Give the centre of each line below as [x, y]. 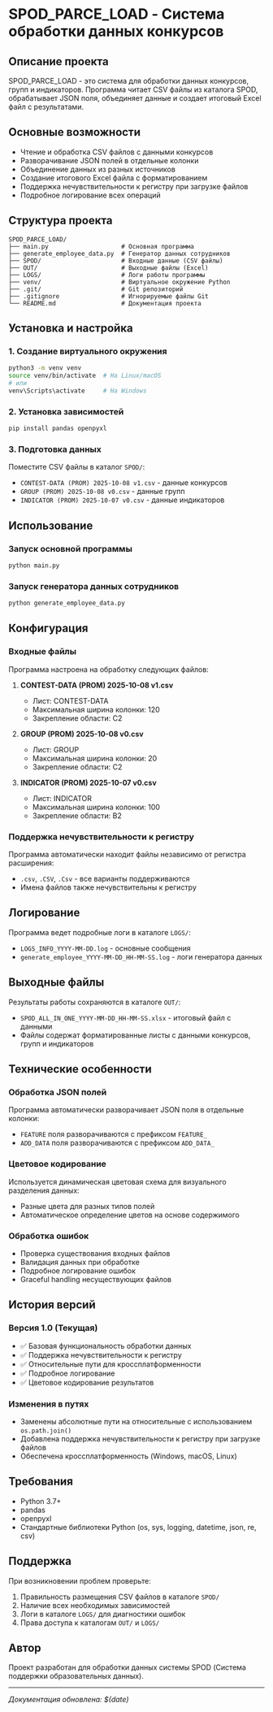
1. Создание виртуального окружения [88, 351]
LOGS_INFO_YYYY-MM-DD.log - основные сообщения [105, 948]
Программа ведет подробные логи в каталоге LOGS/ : [100, 932]
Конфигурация [48, 628]
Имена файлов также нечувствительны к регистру [108, 887]
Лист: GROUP [56, 749]
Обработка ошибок [49, 1236]
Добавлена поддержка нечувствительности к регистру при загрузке [140, 1438]
